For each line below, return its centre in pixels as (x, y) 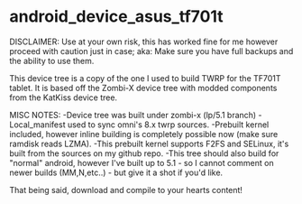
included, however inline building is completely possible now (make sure (144, 134)
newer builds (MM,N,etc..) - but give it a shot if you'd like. (116, 172)
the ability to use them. (52, 60)
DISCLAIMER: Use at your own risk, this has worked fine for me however (144, 42)
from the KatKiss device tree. (64, 97)
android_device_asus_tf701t (116, 17)
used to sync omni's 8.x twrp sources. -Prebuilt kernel (168, 125)
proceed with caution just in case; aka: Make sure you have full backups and (151, 51)
